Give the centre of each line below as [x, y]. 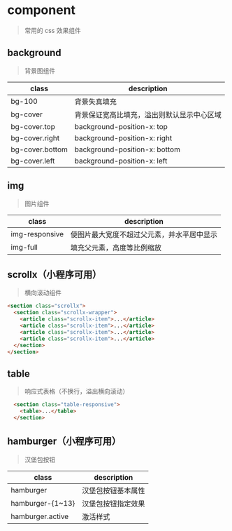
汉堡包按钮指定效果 [114, 504]
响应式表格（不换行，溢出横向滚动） [77, 391]
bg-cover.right [35, 137]
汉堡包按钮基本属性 [114, 490]
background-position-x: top [121, 126]
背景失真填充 [96, 102]
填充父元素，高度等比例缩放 [116, 248]
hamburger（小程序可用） [64, 442]
